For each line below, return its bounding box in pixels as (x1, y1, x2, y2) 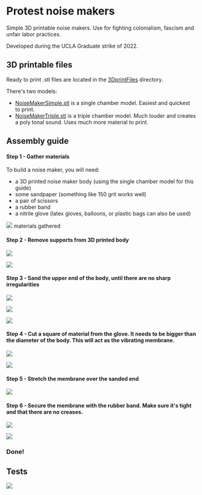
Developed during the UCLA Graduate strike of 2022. (6, 42, 139, 49)
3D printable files (6, 60, 72, 70)
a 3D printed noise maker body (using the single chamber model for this (14, 178, 194, 185)
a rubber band (14, 203, 51, 211)
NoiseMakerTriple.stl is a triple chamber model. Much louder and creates (14, 112, 196, 119)
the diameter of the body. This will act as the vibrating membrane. (6, 337, 175, 344)
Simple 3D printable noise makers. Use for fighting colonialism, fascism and (6, 24, 194, 31)
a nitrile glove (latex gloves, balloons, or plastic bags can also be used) (14, 210, 191, 217)
